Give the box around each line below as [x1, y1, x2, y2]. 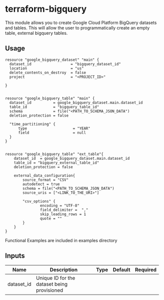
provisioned [36, 287, 63, 294]
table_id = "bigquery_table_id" [9, 104, 99, 109]
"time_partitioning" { [9, 122, 56, 126]
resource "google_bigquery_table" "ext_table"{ [5, 151, 104, 156]
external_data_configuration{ [14, 173, 76, 178]
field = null [18, 130, 86, 135]
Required [135, 266, 157, 273]
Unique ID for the [36, 275, 76, 281]
